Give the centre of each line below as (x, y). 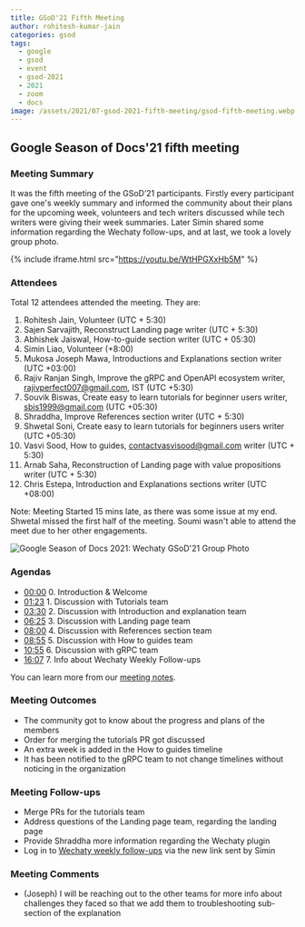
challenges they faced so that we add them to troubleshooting (140, 903)
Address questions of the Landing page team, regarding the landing (150, 822)
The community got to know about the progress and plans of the (144, 720)
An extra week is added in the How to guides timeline (123, 749)
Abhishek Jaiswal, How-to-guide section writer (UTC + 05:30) (140, 339)
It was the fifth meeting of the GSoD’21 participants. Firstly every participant (152, 193)
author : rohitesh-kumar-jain (65, 26)
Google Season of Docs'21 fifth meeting (125, 148)
